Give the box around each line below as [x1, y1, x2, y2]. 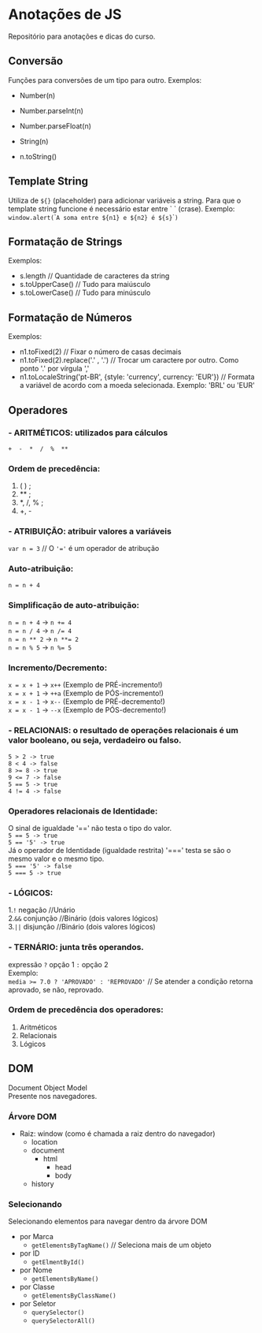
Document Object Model [8, 1082, 88, 1093]
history [31, 1178, 54, 1188]
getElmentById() [31, 1259, 85, 1267]
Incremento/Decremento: [8, 662, 108, 673]
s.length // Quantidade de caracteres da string [19, 271, 170, 281]
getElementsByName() [31, 1275, 99, 1283]
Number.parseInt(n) [19, 106, 84, 115]
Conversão [8, 54, 64, 68]
